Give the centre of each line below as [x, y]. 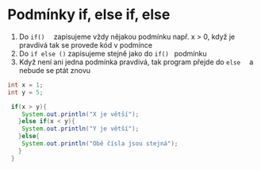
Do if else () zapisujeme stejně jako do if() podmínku [113, 53]
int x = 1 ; [25, 85]
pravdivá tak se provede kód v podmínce [85, 44]
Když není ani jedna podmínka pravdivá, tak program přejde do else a [136, 62]
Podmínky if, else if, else [89, 15]
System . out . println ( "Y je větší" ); [81, 129]
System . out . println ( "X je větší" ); [81, 114]
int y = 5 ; [25, 92]
